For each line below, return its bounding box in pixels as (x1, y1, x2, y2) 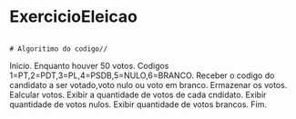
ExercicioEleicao (9, 6, 138, 27)
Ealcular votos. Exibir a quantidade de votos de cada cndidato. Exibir (9, 89, 267, 100)
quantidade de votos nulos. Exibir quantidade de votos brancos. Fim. (9, 98, 267, 110)
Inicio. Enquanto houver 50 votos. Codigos (9, 60, 169, 71)
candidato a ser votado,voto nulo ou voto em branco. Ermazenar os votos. (9, 79, 288, 90)
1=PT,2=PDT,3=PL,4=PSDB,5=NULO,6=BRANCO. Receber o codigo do (9, 70, 275, 81)
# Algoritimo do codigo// (9, 44, 107, 54)
